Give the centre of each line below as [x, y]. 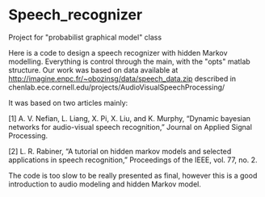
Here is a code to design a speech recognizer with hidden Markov [118, 52]
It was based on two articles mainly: [68, 103]
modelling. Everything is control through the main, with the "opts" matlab [129, 61]
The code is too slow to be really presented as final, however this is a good [133, 175]
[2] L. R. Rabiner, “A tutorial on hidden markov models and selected [120, 151]
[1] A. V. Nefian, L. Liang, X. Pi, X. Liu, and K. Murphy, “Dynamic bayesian [130, 118]
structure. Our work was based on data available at [93, 69]
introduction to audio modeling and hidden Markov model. [105, 184]
